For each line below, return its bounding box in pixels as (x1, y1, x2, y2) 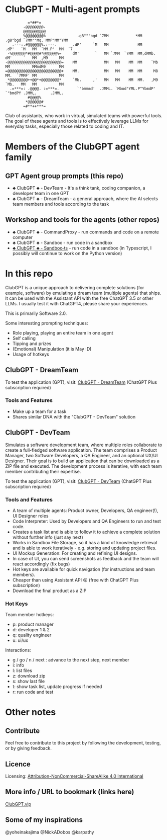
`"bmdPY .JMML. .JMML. (5, 91, 64, 96)
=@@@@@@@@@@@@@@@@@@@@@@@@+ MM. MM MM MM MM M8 (5, 68, 158, 73)
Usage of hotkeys (12, 351, 49, 357)
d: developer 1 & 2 (12, 627, 50, 633)
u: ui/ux (12, 637, 29, 643)
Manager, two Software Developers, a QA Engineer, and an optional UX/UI (5, 452, 158, 458)
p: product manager (12, 621, 54, 627)
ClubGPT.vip (5, 801, 32, 807)
